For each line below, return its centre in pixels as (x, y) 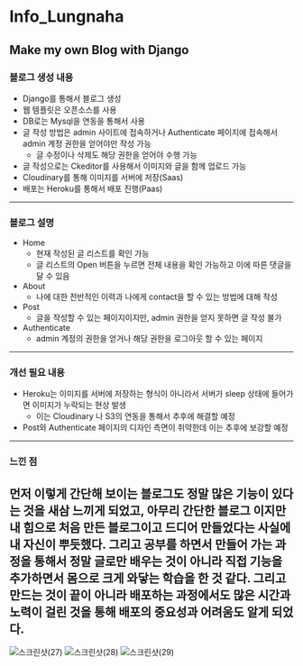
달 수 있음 (53, 276)
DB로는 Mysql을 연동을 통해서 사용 (84, 121)
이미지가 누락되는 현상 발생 (79, 405)
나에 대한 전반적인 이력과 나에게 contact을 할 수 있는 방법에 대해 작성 (156, 297)
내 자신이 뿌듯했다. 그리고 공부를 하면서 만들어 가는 (141, 544)
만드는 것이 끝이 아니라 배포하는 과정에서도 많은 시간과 (150, 595)
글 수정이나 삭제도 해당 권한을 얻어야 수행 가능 (116, 154)
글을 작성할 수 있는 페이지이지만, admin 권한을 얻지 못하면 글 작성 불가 (159, 318)
